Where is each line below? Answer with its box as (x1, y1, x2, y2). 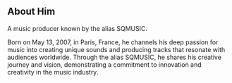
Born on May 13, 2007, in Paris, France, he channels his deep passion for (7, 38, 219, 46)
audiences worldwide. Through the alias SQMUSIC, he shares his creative (7, 53, 222, 61)
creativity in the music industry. (7, 68, 99, 76)
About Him (7, 6, 56, 18)
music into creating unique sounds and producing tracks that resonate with (7, 45, 226, 53)
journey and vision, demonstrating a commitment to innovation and (7, 60, 202, 69)
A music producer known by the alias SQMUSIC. (7, 24, 148, 32)
